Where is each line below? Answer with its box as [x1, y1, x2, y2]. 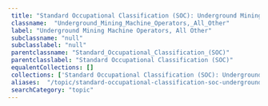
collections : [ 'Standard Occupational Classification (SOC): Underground [10, 71, 262, 79]
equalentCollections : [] [10, 64, 94, 72]
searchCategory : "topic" [10, 85, 94, 94]
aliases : [10, 78, 41, 86]
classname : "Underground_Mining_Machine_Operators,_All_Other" [10, 19, 230, 27]
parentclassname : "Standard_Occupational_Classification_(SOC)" [10, 49, 230, 57]
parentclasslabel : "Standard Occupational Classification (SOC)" [10, 57, 234, 65]
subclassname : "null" [10, 33, 83, 42]
